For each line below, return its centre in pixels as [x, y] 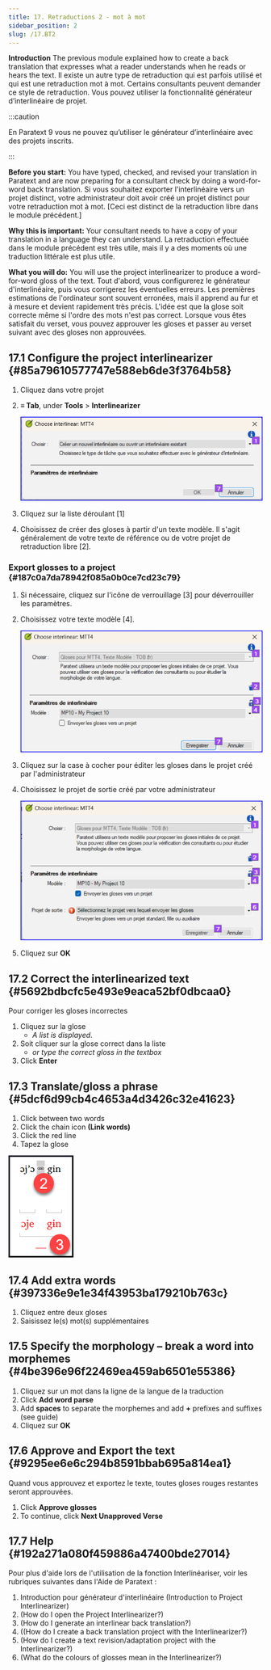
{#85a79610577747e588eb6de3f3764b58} [120, 371]
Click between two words [62, 1119]
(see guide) [39, 1417]
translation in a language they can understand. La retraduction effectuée [129, 239]
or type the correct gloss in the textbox [97, 1052]
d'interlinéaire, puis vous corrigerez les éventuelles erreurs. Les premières [132, 289]
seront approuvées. [41, 1491]
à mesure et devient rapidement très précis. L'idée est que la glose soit [126, 306]
